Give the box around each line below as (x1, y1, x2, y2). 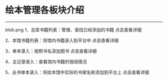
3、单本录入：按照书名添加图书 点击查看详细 (5, 48, 97, 54)
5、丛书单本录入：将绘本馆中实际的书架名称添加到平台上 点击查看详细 (5, 69, 149, 75)
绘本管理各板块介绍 (5, 4, 84, 16)
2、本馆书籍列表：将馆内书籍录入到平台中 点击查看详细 (5, 37, 119, 43)
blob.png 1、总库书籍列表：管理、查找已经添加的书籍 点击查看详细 (5, 26, 141, 32)
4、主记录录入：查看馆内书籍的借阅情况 (5, 58, 87, 64)
